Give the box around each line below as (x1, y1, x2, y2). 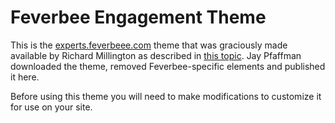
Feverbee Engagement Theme (10, 6, 267, 29)
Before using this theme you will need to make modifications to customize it (10, 90, 322, 102)
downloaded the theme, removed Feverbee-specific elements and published (10, 60, 326, 72)
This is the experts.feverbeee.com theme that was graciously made (10, 39, 288, 51)
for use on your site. (10, 101, 93, 113)
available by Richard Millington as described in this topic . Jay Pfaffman (10, 49, 302, 61)
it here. (10, 71, 40, 83)
